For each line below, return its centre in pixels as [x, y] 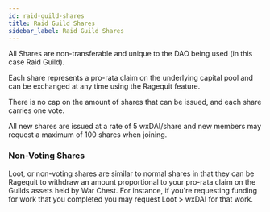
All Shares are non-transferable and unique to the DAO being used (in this [131, 54]
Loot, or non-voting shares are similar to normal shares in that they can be [131, 173]
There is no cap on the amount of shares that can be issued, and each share [135, 102]
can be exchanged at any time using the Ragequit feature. [104, 86]
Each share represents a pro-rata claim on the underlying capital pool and [131, 78]
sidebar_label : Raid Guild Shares [66, 31]
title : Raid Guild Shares [52, 23]
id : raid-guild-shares [46, 16]
